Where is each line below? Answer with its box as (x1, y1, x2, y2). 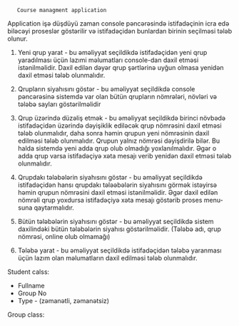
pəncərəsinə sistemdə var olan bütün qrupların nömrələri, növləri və (17, 93, 218, 101)
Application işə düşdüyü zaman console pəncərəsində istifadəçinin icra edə (7, 19, 230, 28)
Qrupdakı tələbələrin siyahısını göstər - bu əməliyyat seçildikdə (17, 173, 203, 181)
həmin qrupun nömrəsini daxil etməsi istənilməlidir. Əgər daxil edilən (17, 188, 218, 196)
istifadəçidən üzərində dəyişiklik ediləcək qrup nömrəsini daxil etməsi (17, 121, 223, 130)
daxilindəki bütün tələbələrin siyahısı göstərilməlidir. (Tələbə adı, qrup (17, 225, 221, 233)
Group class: (7, 310, 45, 319)
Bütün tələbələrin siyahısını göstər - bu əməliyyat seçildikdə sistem (17, 218, 214, 225)
